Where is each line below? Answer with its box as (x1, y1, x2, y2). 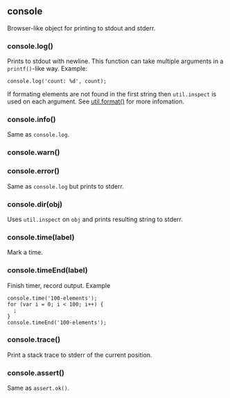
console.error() (7, 166, 60, 176)
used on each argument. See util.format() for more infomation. (7, 97, 185, 106)
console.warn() (7, 148, 60, 157)
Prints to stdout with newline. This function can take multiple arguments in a (7, 57, 224, 65)
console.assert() (7, 367, 64, 377)
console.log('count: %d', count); (7, 78, 107, 85)
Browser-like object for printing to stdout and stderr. (7, 24, 156, 32)
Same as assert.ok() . (7, 384, 70, 392)
